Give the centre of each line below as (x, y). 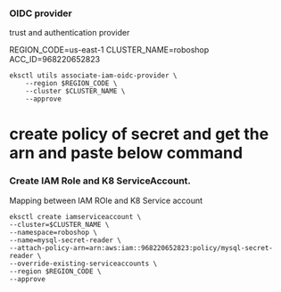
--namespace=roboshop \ (54, 232)
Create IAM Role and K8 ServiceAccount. (100, 181)
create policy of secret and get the (139, 134)
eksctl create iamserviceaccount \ (75, 216)
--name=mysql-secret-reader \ (66, 240)
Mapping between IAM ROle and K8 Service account (106, 200)
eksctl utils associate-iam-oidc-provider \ (93, 76)
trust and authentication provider (70, 33)
